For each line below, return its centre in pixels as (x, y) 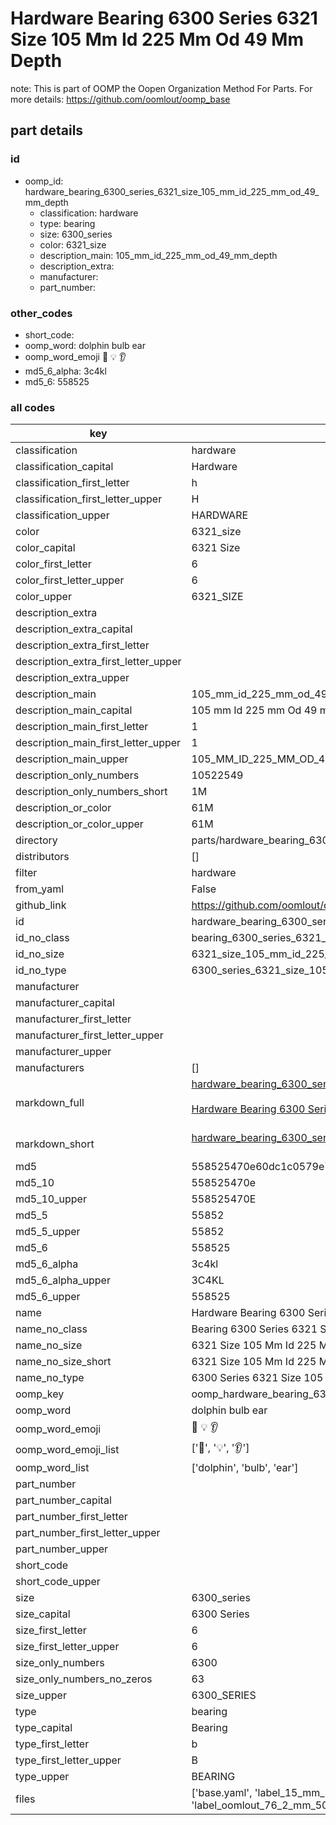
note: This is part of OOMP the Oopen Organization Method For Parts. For (161, 88)
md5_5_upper (48, 1232)
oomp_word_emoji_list (67, 1449)
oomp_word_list (52, 1468)
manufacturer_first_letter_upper (89, 1035)
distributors (42, 857)
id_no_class (42, 938)
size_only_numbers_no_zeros (84, 1679)
